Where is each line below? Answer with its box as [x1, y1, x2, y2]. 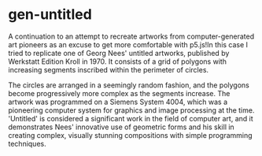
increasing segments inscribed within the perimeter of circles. [8, 65, 209, 74]
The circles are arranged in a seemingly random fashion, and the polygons [8, 80, 249, 90]
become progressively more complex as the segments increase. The [8, 88, 231, 98]
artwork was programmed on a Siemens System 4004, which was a [8, 97, 228, 106]
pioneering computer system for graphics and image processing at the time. [8, 105, 255, 115]
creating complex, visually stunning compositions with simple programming [8, 130, 253, 139]
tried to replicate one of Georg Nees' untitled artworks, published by [8, 48, 230, 58]
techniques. [8, 139, 46, 148]
